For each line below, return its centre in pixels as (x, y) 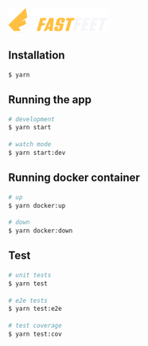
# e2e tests (28, 300)
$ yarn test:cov (35, 334)
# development (32, 119)
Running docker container (74, 178)
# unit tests (30, 275)
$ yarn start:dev (37, 153)
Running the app (50, 100)
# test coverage (35, 326)
